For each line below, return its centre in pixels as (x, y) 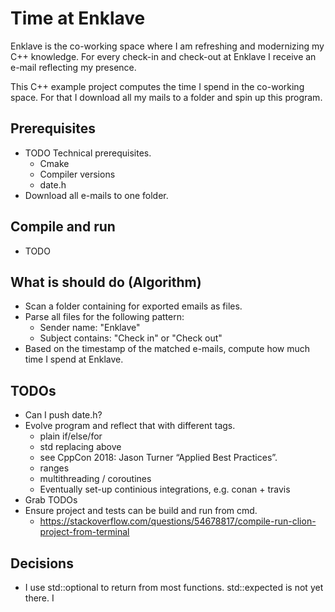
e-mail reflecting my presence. (73, 67)
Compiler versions (77, 174)
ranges (54, 468)
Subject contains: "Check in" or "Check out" (131, 338)
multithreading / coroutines (95, 479)
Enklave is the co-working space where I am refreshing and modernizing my (167, 46)
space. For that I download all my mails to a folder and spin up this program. (166, 97)
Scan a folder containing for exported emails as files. (133, 306)
